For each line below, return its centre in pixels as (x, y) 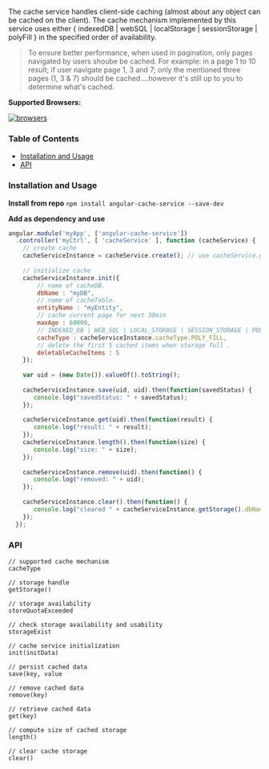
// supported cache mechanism (59, 561)
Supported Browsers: (45, 102)
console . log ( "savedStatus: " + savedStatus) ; (110, 397)
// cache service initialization (64, 645)
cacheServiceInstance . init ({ (71, 278)
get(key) (23, 716)
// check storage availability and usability (85, 625)
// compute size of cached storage (68, 730)
